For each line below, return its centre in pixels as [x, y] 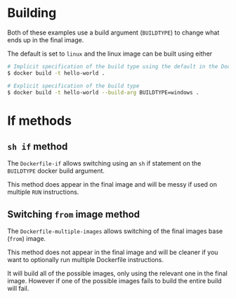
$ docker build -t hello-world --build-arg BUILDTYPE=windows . [103, 92]
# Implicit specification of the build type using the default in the [113, 66]
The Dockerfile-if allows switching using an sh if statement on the [104, 163]
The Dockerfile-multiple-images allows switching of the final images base [115, 231]
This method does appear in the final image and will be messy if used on [112, 185]
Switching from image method [74, 214]
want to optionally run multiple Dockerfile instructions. [85, 260]
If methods [40, 120]
